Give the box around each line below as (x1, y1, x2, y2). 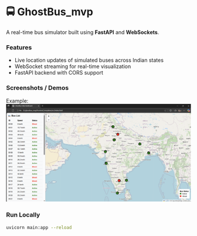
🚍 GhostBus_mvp (6, 5, 94, 19)
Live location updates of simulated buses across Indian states (14, 57, 164, 64)
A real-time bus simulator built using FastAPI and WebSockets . (6, 28, 159, 36)
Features (6, 43, 32, 51)
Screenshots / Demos (6, 84, 69, 92)
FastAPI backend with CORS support (14, 69, 104, 76)
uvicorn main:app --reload (6, 225, 72, 231)
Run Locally (6, 210, 40, 218)
